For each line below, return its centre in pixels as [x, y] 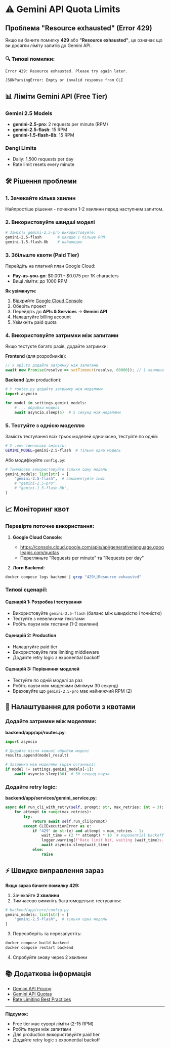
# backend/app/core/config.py [37, 910]
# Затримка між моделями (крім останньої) [51, 765]
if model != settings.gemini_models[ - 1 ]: [50, 769]
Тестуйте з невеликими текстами [49, 618]
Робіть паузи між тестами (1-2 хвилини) [55, 624]
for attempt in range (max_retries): [53, 812]
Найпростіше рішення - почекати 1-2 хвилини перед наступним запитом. [84, 209]
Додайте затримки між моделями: [51, 721]
